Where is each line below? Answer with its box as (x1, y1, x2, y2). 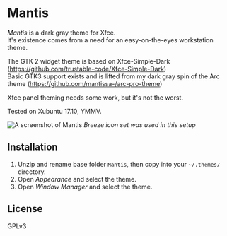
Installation (7, 141, 58, 153)
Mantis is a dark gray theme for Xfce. (7, 28, 116, 37)
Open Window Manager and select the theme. (17, 182, 153, 191)
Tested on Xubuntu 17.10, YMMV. (7, 107, 102, 115)
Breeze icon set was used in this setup (83, 120, 196, 129)
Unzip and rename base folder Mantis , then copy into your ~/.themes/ (17, 160, 221, 168)
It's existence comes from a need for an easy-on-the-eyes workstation (7, 35, 214, 44)
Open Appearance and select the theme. (17, 175, 136, 183)
